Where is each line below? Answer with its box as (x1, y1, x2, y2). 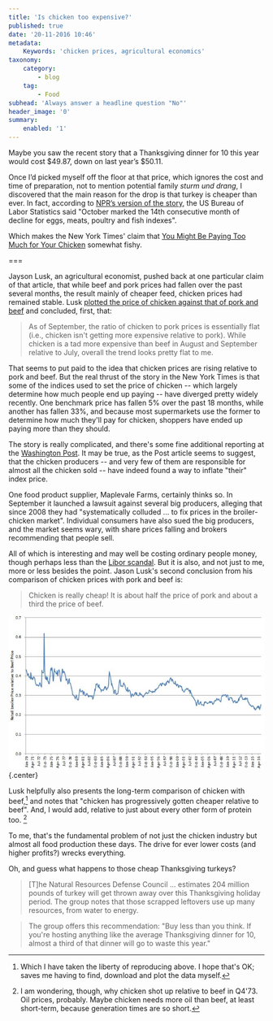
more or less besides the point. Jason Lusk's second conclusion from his (8, 566, 253, 576)
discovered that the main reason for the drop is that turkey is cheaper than (8, 189, 258, 199)
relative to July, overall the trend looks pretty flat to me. (28, 348, 214, 357)
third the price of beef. (28, 599, 104, 609)
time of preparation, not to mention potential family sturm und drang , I (8, 181, 242, 190)
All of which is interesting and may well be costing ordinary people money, (8, 549, 258, 558)
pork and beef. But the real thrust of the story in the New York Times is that (8, 372, 260, 381)
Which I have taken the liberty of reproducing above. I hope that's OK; (19, 962, 254, 971)
